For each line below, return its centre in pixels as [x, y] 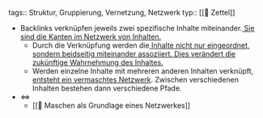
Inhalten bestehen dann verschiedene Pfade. [107, 88]
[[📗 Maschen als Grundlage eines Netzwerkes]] [111, 105]
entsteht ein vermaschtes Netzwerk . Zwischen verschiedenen [135, 80]
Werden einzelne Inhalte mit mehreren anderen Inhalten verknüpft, [143, 71]
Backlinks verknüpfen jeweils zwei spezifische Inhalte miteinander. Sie [137, 28]
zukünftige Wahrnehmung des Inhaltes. [98, 62]
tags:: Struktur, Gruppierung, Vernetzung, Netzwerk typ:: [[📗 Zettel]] [122, 13]
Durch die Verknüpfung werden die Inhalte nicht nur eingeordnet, [141, 45]
